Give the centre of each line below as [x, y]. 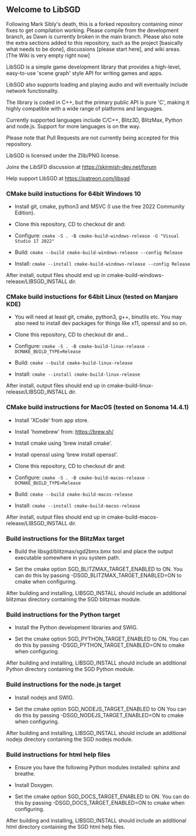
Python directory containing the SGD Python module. [70, 669]
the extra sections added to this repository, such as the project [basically [94, 43]
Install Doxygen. [34, 785]
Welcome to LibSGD [43, 10]
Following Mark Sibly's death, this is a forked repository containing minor [95, 24]
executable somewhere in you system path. [67, 557]
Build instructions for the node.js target [64, 685]
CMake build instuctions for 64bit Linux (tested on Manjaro [92, 297]
